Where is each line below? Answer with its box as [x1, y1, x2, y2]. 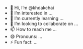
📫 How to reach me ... [10, 26, 57, 32]
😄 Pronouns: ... [10, 33, 43, 39]
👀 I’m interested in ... [10, 10, 53, 16]
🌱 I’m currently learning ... [10, 15, 64, 21]
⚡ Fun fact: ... [10, 39, 38, 45]
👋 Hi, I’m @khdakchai [10, 5, 54, 10]
